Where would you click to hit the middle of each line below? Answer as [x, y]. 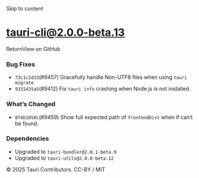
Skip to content [25, 9]
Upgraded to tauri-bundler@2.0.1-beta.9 [66, 151]
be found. [26, 123]
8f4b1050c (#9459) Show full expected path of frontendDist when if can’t [104, 117]
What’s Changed [31, 104]
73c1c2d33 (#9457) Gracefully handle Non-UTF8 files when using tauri [101, 77]
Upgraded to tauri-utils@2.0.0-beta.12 [64, 158]
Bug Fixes [21, 64]
